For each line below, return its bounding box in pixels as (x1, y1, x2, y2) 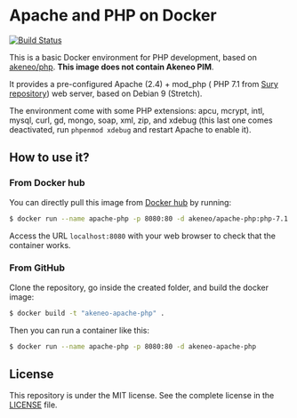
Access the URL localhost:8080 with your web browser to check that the (9, 230, 277, 241)
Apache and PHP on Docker (9, 5, 217, 26)
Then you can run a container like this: (9, 325, 149, 335)
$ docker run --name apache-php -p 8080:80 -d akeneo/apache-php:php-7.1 (9, 214, 289, 223)
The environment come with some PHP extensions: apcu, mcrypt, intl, (9, 105, 265, 116)
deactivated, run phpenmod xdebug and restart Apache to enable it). (9, 124, 252, 134)
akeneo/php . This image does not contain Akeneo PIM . (9, 61, 214, 72)
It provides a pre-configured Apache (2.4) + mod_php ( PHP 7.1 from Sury (9, 78, 278, 89)
